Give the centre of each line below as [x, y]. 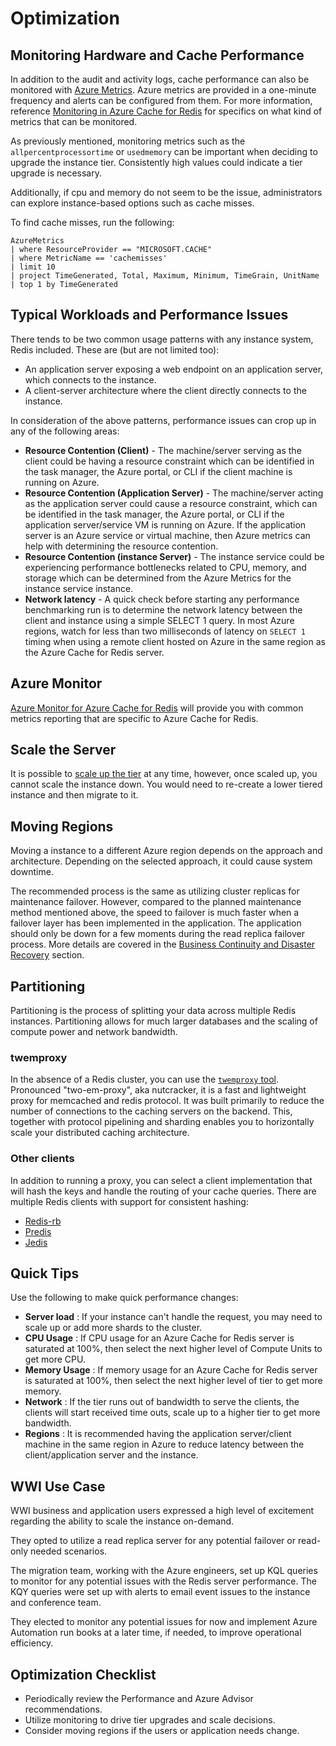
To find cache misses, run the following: [92, 222]
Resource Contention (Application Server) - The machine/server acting [174, 493]
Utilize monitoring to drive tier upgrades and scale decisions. [150, 1720]
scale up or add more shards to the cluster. [113, 1328]
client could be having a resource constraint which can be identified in [169, 461]
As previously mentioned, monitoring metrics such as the [128, 141]
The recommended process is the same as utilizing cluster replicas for [155, 891]
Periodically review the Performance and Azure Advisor [139, 1699]
